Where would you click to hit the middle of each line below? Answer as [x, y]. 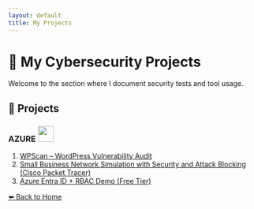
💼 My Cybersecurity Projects [105, 62]
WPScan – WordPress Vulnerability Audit [86, 156]
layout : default [35, 15]
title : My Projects [40, 23]
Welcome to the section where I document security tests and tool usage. [126, 84]
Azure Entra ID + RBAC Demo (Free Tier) [85, 181]
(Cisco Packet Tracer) [55, 173]
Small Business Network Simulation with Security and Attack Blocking [133, 164]
